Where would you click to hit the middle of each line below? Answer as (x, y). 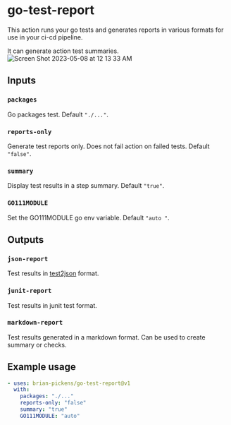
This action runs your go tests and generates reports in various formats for (115, 30)
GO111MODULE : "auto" (50, 416)
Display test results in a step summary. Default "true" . (86, 186)
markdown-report (35, 323)
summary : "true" (44, 409)
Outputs (26, 240)
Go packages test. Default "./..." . (58, 114)
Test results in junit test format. (52, 305)
